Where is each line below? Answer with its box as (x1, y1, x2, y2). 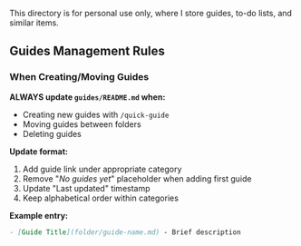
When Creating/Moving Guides (9, 71, 150, 84)
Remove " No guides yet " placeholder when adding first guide (22, 172, 252, 184)
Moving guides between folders (22, 118, 142, 130)
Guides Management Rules (9, 44, 166, 59)
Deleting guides (22, 128, 82, 139)
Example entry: (9, 210, 68, 221)
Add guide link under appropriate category (22, 163, 182, 174)
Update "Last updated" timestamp (22, 182, 151, 193)
